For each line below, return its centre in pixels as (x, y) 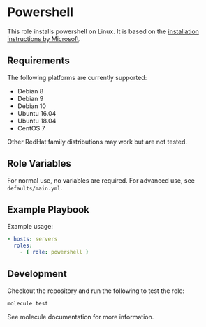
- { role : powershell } (54, 252)
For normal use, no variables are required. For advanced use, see (101, 180)
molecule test (28, 303)
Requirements (38, 61)
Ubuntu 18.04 (37, 121)
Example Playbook (48, 210)
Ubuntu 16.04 (37, 113)
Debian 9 (30, 98)
